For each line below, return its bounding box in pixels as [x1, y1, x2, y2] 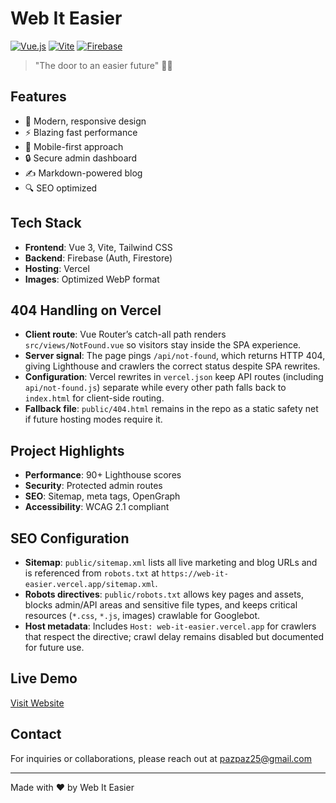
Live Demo [10, 670, 78, 687]
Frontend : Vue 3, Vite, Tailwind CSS [24, 241, 173, 253]
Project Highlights [10, 442, 125, 459]
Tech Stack [10, 215, 82, 232]
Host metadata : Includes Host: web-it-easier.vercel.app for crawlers [24, 620, 317, 632]
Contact [10, 726, 62, 743]
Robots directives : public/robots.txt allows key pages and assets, [24, 588, 305, 600]
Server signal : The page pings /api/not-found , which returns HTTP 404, [24, 350, 326, 362]
